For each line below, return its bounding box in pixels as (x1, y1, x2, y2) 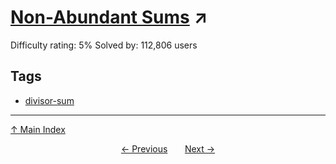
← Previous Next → (120, 142, 216, 155)
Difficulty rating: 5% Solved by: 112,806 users (10, 39, 198, 51)
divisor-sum (24, 94, 75, 106)
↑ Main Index (10, 123, 66, 135)
